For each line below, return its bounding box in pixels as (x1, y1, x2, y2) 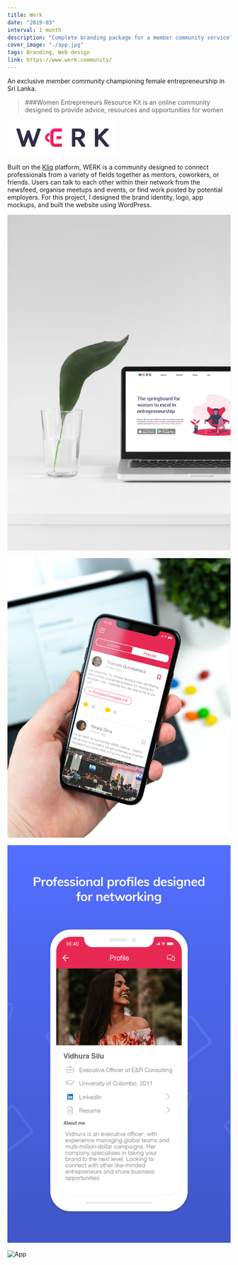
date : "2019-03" (7, 18, 55, 26)
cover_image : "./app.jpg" (7, 41, 84, 49)
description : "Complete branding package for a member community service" (7, 34, 233, 41)
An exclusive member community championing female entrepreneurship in (7, 77, 225, 85)
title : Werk (7, 11, 42, 18)
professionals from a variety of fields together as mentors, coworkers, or (7, 170, 220, 179)
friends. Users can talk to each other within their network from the (7, 177, 200, 186)
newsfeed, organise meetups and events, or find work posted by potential (7, 185, 223, 194)
